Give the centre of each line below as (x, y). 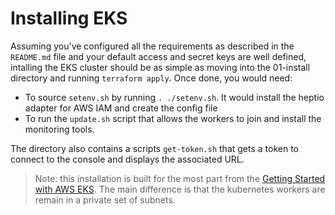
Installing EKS (69, 18)
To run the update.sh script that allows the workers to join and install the (173, 118)
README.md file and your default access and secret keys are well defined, (158, 56)
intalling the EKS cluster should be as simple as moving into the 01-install (160, 67)
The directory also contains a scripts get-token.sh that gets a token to (155, 148)
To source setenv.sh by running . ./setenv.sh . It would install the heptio (174, 97)
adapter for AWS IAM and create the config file (121, 108)
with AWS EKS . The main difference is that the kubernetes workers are (180, 189)
